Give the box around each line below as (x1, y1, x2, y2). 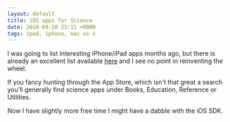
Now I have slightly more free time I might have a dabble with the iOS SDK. (7, 106, 224, 115)
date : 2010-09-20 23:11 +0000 (7, 23, 96, 30)
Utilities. (7, 93, 31, 102)
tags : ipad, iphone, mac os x (7, 30, 96, 37)
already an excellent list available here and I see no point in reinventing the (7, 57, 224, 66)
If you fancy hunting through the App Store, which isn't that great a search (7, 78, 223, 87)
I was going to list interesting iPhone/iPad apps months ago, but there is (7, 49, 216, 58)
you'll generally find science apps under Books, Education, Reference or (7, 85, 217, 94)
